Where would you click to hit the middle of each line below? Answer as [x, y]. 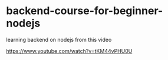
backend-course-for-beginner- [85, 11]
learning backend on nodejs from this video [59, 39]
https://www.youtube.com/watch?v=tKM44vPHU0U [69, 51]
